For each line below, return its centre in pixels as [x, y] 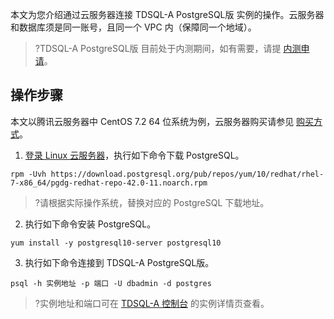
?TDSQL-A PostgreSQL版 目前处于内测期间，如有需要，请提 [158, 48]
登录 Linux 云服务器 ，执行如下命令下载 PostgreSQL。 [134, 155]
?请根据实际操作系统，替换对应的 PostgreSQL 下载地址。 [152, 202]
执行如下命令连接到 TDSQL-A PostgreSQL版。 [119, 262]
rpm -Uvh [28, 174]
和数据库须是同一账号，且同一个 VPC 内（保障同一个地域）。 [133, 27]
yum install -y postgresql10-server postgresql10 [116, 243]
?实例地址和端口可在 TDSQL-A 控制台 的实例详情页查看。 [152, 303]
